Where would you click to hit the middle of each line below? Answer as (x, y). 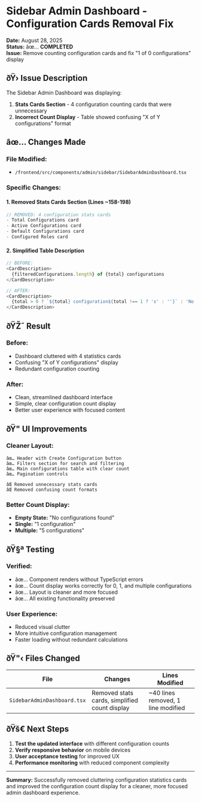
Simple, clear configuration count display (66, 404)
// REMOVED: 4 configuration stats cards (59, 215)
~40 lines (162, 692)
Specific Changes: (34, 188)
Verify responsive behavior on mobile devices (72, 750)
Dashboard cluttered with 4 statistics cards (68, 356)
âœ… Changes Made (46, 142)
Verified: (19, 566)
